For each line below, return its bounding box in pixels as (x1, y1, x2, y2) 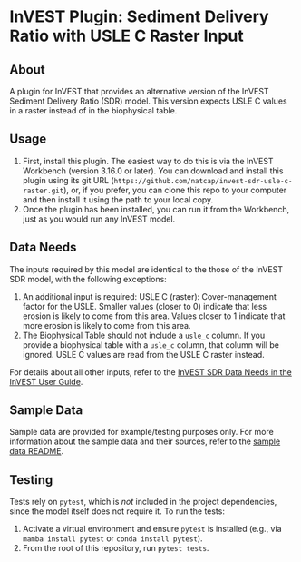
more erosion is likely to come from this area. (22, 320, 191, 330)
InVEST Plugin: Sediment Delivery (9, 6, 269, 27)
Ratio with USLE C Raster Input (9, 25, 245, 46)
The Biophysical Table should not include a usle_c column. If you (22, 330, 266, 340)
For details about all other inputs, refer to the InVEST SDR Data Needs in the (9, 366, 293, 378)
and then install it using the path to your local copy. (22, 193, 214, 205)
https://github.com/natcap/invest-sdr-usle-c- (113, 176, 293, 185)
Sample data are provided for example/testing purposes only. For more (9, 427, 274, 438)
